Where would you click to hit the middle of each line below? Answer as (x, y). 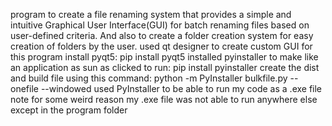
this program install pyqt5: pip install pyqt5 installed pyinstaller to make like (164, 57)
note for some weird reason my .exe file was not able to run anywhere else (164, 99)
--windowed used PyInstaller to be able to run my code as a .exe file (181, 88)
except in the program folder (69, 110)
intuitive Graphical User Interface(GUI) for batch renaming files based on (160, 25)
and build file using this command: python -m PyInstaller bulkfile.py (149, 78)
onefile (24, 88)
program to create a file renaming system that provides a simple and (151, 14)
